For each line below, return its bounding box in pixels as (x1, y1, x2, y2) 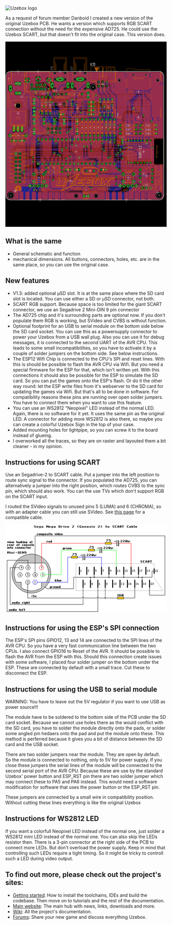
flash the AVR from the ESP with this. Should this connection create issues (5, 653, 162, 660)
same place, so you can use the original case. (12, 261, 110, 268)
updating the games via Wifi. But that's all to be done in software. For (12, 388, 159, 395)
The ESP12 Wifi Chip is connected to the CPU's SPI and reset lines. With (12, 355, 165, 362)
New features (5, 276, 50, 285)
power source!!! (5, 704, 38, 710)
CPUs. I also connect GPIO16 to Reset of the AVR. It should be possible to (5, 648, 160, 654)
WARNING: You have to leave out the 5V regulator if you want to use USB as (5, 698, 165, 704)
